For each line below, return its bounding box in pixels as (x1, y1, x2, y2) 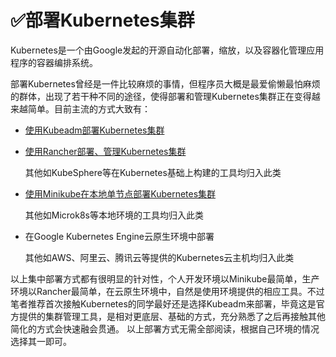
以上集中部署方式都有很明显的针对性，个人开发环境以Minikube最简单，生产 (10, 272, 320, 285)
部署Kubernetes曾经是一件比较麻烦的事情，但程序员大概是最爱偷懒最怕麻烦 (10, 77, 321, 90)
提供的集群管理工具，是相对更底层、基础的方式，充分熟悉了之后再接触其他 (18, 310, 326, 322)
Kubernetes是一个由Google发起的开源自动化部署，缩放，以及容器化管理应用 (10, 44, 325, 56)
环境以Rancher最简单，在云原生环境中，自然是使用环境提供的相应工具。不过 (10, 285, 325, 297)
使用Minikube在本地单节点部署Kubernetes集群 (24, 187, 217, 200)
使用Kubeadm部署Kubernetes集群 (24, 124, 165, 136)
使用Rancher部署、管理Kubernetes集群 (24, 145, 187, 157)
